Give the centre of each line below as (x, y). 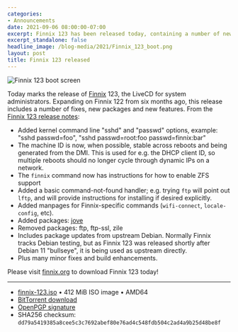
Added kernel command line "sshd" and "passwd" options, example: (118, 130)
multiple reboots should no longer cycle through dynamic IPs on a (114, 160)
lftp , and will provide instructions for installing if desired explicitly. (115, 198)
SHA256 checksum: (47, 314)
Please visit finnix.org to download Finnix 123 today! (83, 271)
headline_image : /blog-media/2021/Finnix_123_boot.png (90, 47)
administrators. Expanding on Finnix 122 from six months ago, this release (115, 101)
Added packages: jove (50, 220)
